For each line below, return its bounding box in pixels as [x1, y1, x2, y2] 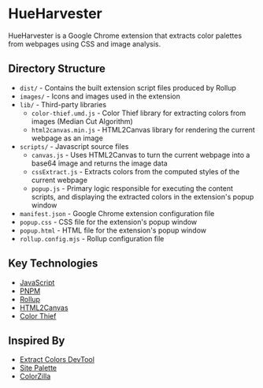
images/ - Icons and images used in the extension [19, 91, 181, 101]
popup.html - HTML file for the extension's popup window [19, 226, 207, 235]
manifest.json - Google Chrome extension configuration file [19, 208, 215, 218]
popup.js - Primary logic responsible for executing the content [31, 183, 234, 193]
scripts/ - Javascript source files [19, 141, 129, 151]
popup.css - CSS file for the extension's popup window [19, 217, 198, 226]
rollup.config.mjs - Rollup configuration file [19, 233, 165, 243]
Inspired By [8, 334, 65, 347]
